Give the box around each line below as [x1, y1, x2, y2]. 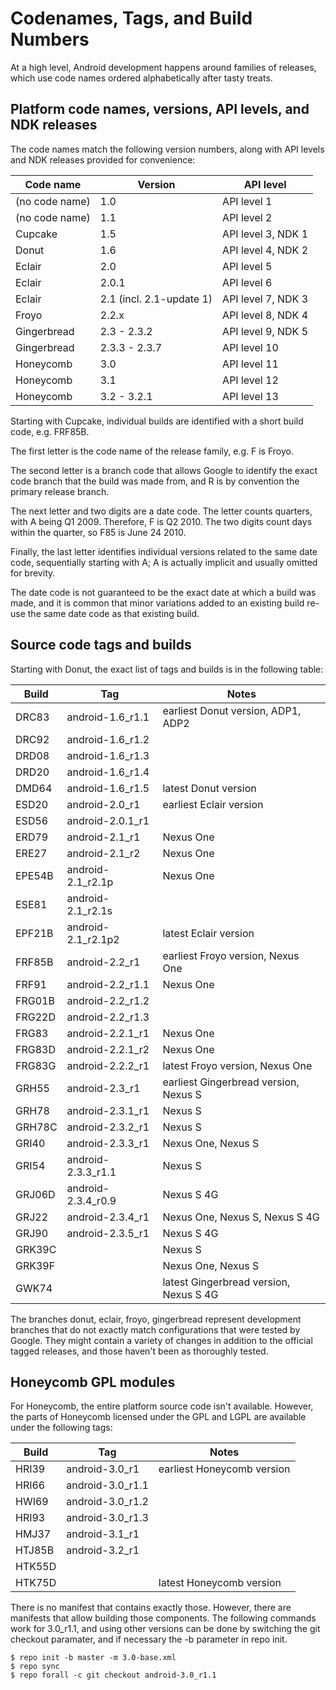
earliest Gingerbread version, [162, 1075, 300, 1089]
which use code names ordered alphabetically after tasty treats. [10, 72, 273, 84]
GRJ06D [15, 1187, 56, 1201]
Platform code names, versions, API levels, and [10, 101, 310, 118]
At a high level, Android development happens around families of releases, [10, 61, 317, 73]
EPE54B [15, 868, 54, 882]
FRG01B [15, 993, 55, 1007]
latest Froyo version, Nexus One [162, 1058, 313, 1072]
